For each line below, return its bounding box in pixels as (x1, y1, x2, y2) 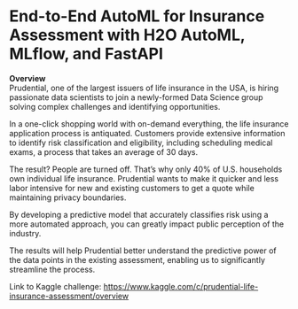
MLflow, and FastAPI (9, 44, 164, 64)
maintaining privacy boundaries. (9, 192, 127, 203)
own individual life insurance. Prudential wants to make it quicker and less (9, 173, 279, 183)
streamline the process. (9, 264, 96, 274)
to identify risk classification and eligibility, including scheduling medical (9, 137, 273, 148)
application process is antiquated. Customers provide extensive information (9, 127, 286, 138)
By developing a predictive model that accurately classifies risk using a (9, 209, 269, 220)
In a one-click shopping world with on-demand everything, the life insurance (9, 118, 289, 129)
